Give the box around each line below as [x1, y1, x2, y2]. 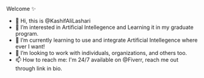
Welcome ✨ [6, 5, 36, 12]
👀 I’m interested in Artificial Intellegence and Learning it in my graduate [15, 24, 194, 31]
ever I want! [15, 43, 45, 50]
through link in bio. [15, 65, 62, 72]
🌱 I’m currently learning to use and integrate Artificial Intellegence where [15, 36, 198, 44]
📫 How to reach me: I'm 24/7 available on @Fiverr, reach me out [15, 56, 179, 63]
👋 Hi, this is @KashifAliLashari [15, 18, 91, 24]
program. [15, 30, 38, 37]
